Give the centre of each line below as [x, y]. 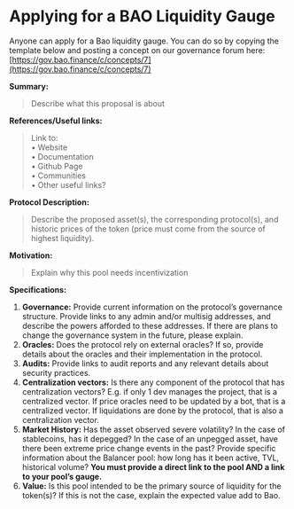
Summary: [29, 86]
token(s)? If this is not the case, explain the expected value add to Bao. [151, 495]
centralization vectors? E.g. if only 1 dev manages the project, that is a [149, 391]
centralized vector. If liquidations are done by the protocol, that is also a [152, 411]
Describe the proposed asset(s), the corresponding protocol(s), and [155, 219]
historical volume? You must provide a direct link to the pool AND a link [153, 466]
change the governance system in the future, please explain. [132, 335]
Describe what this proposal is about [98, 103]
